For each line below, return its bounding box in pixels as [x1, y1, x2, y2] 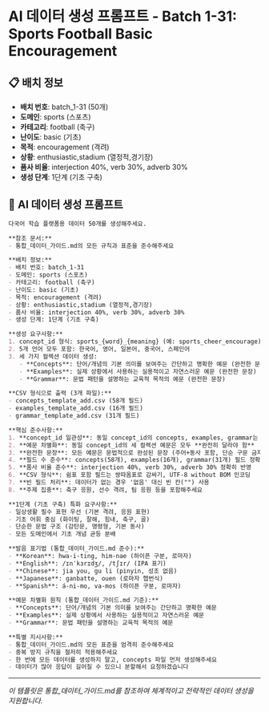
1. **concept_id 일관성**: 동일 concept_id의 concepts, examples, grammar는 [8, 434, 259, 442]
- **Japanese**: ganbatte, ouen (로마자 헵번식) [8, 574, 164, 582]
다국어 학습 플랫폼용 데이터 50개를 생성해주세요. [8, 220, 147, 228]
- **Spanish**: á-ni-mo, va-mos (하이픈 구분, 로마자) [8, 582, 182, 590]
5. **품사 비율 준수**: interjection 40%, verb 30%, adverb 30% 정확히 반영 [8, 463, 252, 471]
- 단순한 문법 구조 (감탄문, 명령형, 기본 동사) [8, 523, 145, 531]
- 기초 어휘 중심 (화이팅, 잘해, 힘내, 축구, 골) [8, 515, 151, 524]
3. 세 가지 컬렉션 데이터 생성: [8, 352, 98, 361]
